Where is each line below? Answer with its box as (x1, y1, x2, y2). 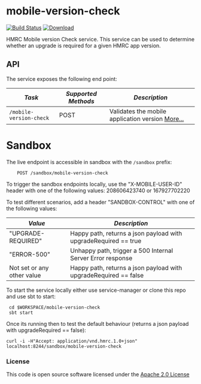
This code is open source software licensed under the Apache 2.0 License (6, 370, 190, 378)
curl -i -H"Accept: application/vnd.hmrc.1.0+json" (6, 338, 138, 344)
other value (9, 271, 41, 279)
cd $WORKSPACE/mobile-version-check (8, 304, 100, 310)
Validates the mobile (109, 107, 166, 115)
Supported (65, 89, 98, 98)
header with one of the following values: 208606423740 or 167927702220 (6, 187, 190, 194)
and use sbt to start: (6, 292, 56, 300)
